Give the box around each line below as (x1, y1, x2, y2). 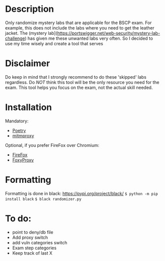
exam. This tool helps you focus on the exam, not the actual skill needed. (5, 85, 153, 90)
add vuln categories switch (12, 239, 67, 245)
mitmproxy (12, 133, 34, 139)
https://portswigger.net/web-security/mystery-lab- (57, 30, 160, 36)
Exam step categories (12, 245, 57, 251)
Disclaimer (5, 58, 50, 69)
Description (5, 3, 54, 15)
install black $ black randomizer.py (5, 197, 82, 202)
